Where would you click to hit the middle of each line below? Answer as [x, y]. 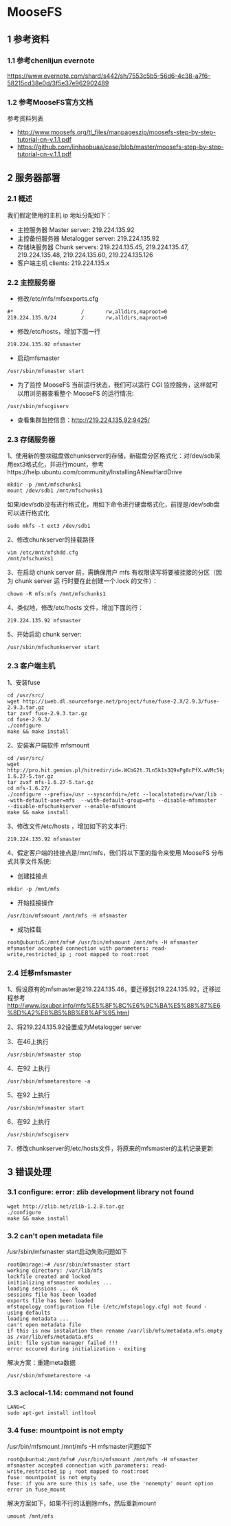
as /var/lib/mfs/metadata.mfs [51, 1337]
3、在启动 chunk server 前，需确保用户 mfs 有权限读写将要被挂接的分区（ [112, 573]
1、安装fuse [24, 682]
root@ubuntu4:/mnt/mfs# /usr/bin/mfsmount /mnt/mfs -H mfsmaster [102, 1459]
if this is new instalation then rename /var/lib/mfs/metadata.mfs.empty [115, 1331]
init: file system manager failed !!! [63, 1343]
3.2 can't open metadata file [55, 1236]
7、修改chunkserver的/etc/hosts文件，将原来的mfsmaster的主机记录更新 [110, 1148]
